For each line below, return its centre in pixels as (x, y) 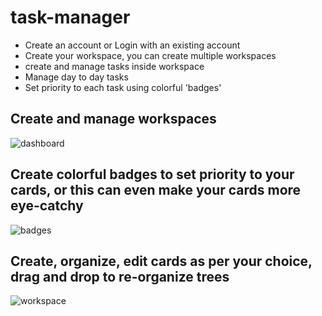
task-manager (70, 17)
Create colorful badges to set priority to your (152, 174)
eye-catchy (47, 206)
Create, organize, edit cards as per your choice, (161, 261)
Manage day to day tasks (76, 77)
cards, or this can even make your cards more (156, 190)
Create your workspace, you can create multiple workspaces (150, 55)
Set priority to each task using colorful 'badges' (123, 87)
